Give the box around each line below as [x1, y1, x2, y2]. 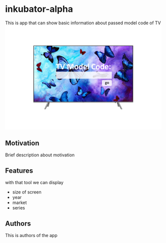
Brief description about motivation [5, 152, 75, 158]
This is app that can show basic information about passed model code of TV [5, 20, 161, 26]
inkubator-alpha [5, 3, 73, 15]
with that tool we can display [5, 180, 63, 186]
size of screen [12, 189, 42, 195]
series [12, 205, 25, 211]
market [12, 199, 27, 206]
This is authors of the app [5, 233, 58, 239]
